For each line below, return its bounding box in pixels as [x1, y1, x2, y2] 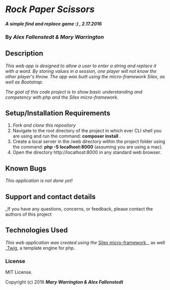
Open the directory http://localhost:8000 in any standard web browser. [12, 149, 161, 156]
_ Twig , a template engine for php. [5, 245, 75, 251]
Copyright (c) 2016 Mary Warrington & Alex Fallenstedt [5, 279, 124, 285]
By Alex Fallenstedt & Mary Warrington [5, 33, 104, 40]
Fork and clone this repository [12, 122, 76, 128]
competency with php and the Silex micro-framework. [5, 94, 119, 100]
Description [5, 49, 43, 58]
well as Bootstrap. [5, 79, 43, 85]
